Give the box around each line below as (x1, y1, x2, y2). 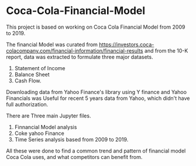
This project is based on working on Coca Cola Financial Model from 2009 (6, 23, 185, 30)
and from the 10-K (144, 47, 188, 54)
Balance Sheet (14, 71, 50, 78)
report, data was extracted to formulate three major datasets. (6, 53, 153, 60)
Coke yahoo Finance (14, 130, 64, 137)
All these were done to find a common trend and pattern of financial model (6, 147, 186, 154)
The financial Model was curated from (6, 41, 98, 48)
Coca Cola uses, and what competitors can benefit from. (6, 153, 143, 160)
